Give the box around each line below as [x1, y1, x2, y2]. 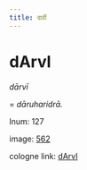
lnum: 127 [9, 115, 44, 126]
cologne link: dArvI [9, 150, 78, 161]
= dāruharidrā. [9, 98, 64, 109]
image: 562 [9, 133, 51, 144]
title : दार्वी [9, 13, 47, 22]
